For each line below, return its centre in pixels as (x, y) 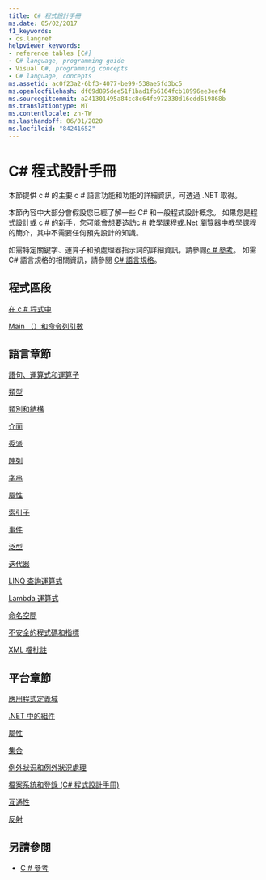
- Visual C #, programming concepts (68, 69)
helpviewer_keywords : (45, 46)
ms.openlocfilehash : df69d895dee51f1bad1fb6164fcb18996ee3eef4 (117, 91)
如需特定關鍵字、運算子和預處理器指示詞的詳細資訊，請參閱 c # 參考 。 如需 (133, 250)
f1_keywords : (30, 31)
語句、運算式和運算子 (44, 375)
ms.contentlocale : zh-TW (50, 114)
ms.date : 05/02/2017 (43, 23)
